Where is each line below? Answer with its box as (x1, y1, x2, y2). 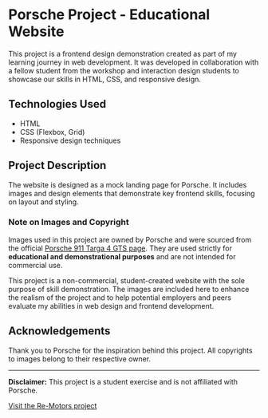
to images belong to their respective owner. (8, 353, 152, 364)
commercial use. (8, 260, 63, 270)
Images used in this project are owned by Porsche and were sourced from (8, 235, 252, 244)
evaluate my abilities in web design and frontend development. (8, 301, 215, 310)
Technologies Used (8, 97, 106, 111)
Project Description (8, 159, 107, 172)
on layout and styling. (8, 197, 79, 207)
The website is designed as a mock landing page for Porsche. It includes (8, 179, 247, 189)
